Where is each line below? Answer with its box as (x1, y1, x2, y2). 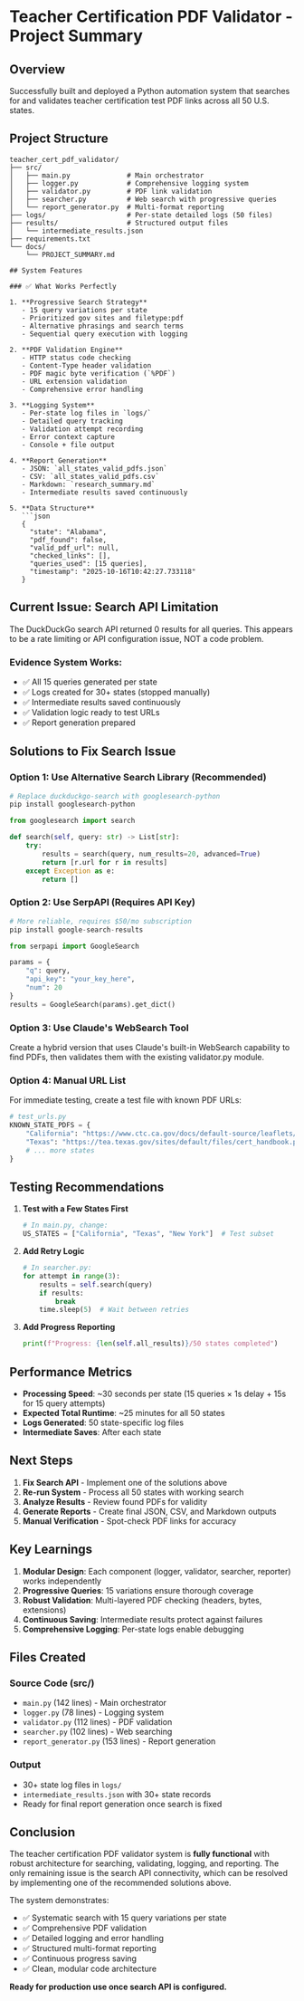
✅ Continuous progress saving (22, 1953, 138, 1964)
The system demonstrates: (9, 1895, 109, 1906)
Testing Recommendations (9, 1179, 165, 1194)
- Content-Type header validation (21, 360, 152, 370)
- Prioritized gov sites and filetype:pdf (21, 313, 184, 322)
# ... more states (25, 1145, 95, 1155)
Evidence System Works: (9, 656, 122, 668)
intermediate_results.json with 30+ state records (22, 1788, 212, 1799)
